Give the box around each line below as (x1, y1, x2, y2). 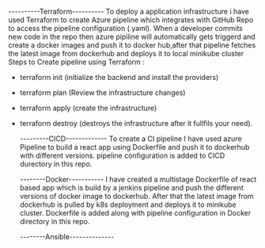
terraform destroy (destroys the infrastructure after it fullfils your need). (19, 119, 253, 128)
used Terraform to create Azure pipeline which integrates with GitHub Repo (8, 15, 254, 25)
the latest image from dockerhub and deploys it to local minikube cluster (8, 49, 244, 58)
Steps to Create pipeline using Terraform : (8, 57, 145, 67)
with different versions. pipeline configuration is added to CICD (19, 151, 225, 160)
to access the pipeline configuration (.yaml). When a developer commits (8, 24, 243, 32)
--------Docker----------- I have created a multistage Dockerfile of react (19, 174, 257, 184)
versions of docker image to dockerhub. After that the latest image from (19, 192, 255, 200)
